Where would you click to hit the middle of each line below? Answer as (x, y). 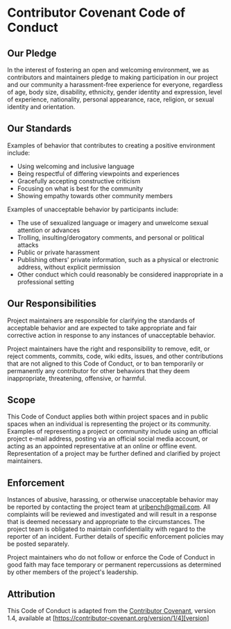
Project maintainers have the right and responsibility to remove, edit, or (109, 348)
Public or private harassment (58, 252)
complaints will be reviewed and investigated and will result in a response (112, 514)
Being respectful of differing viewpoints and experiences (98, 173)
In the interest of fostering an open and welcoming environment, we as (108, 70)
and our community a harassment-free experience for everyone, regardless (115, 84)
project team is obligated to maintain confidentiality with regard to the (106, 529)
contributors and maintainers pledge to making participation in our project (113, 77)
